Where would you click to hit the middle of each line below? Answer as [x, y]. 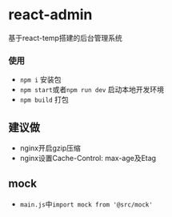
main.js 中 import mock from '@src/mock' [86, 204]
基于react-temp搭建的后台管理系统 [65, 38]
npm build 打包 [44, 100]
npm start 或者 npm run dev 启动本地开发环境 [92, 90]
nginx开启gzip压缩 [50, 148]
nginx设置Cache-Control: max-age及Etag [88, 159]
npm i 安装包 [40, 80]
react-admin [50, 15]
